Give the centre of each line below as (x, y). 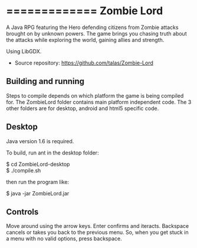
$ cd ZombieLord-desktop (38, 164)
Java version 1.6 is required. (40, 141)
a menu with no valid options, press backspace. (64, 239)
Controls (22, 212)
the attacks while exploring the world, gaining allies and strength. (85, 40)
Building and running (45, 81)
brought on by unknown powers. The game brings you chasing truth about (96, 33)
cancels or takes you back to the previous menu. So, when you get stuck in (97, 233)
